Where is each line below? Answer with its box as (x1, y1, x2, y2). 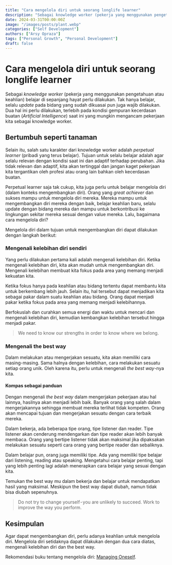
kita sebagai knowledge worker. (5, 118, 73, 124)
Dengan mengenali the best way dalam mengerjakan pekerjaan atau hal (5, 394, 157, 400)
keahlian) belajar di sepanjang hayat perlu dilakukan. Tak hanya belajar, (5, 96, 156, 103)
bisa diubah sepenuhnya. (5, 489, 59, 495)
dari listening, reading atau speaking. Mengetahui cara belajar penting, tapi (5, 457, 164, 463)
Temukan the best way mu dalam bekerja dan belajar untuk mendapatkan (5, 478, 160, 484)
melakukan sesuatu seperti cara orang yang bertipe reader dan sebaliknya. (5, 442, 164, 448)
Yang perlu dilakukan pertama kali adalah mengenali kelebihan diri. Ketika (5, 256, 160, 262)
